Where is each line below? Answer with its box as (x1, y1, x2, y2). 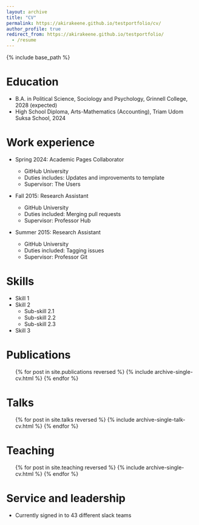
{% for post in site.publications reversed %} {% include (15, 368, 153, 375)
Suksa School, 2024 (15, 114, 66, 121)
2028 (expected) (15, 101, 58, 109)
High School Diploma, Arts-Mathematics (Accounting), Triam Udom (15, 107, 184, 115)
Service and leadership (6, 491, 126, 505)
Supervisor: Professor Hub (24, 217, 91, 224)
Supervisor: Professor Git (24, 253, 88, 260)
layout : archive (6, 8, 47, 15)
